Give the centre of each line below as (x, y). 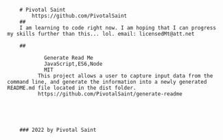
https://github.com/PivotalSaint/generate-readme (110, 94)
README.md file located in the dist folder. (72, 88)
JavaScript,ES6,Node (73, 64)
